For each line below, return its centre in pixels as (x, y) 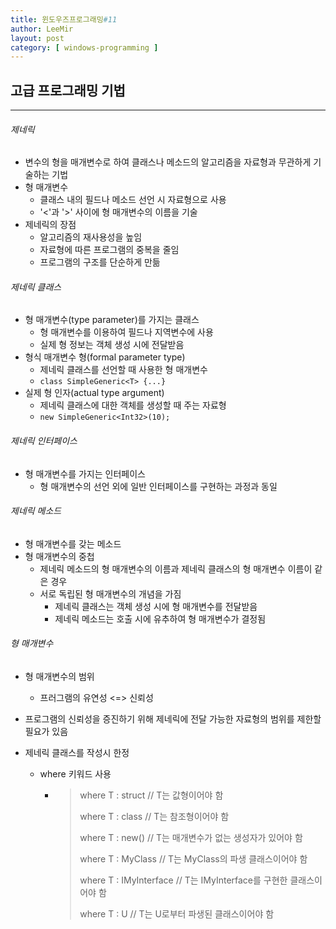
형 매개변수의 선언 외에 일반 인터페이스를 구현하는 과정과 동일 (158, 486)
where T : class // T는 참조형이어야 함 (154, 817)
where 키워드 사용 (75, 774)
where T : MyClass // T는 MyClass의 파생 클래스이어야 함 (193, 859)
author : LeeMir (42, 29)
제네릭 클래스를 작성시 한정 (77, 753)
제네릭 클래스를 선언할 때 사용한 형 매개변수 (123, 370)
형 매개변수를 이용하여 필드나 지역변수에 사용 (126, 332)
